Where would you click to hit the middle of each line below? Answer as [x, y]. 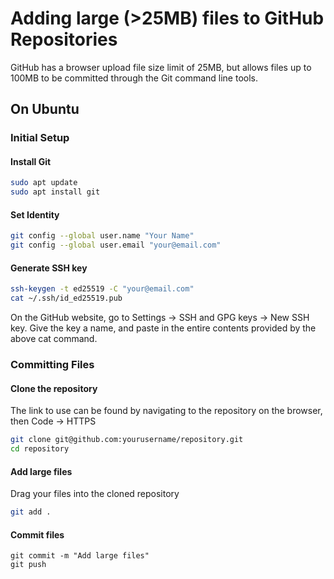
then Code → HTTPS [53, 421]
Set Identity [35, 214]
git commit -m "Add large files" [80, 556]
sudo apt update [44, 183]
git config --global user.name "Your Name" [102, 236]
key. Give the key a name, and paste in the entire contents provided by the [163, 328]
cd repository [40, 449]
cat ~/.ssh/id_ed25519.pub [66, 298]
